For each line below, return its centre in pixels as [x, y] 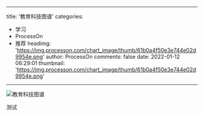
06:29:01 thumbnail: [40, 63]
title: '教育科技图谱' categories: [45, 16]
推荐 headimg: [33, 43]
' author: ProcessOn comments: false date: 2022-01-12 [111, 56]
